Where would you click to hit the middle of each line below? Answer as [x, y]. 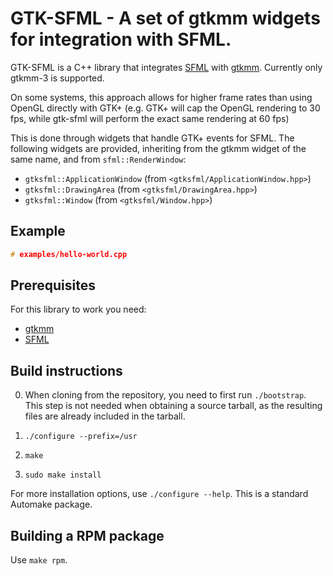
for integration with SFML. [121, 39]
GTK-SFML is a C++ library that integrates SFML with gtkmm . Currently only [166, 67]
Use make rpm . [39, 560]
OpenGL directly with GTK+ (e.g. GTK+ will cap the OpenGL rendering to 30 [165, 108]
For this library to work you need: [78, 309]
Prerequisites [53, 285]
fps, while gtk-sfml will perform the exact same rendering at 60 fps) [150, 118]
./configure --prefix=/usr [81, 437]
